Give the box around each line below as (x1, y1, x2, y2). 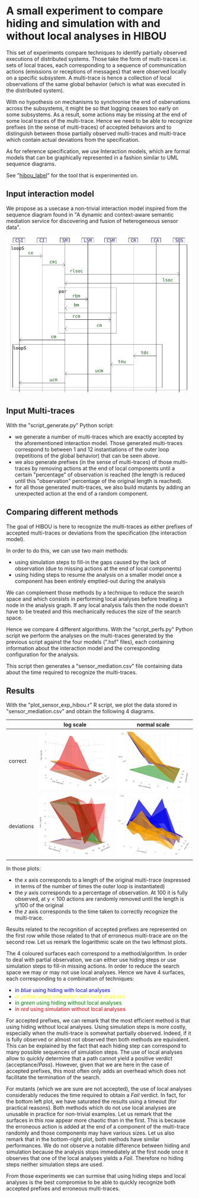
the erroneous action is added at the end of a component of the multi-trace (6, 1123, 190, 1130)
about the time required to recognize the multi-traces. (6, 669, 137, 676)
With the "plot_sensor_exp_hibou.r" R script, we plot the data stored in (6, 701, 178, 708)
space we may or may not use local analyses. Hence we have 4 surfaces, (6, 968, 185, 975)
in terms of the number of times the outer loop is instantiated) (14, 882, 165, 889)
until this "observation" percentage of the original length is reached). (14, 477, 183, 484)
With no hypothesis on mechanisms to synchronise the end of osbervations (6, 98, 191, 105)
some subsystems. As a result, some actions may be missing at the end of (6, 111, 187, 118)
